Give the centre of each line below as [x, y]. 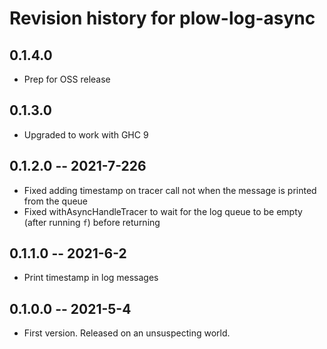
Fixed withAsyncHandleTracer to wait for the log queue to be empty [163, 211]
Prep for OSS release [67, 79]
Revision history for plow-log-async [162, 18]
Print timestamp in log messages [91, 278]
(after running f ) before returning [92, 222]
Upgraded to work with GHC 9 [86, 134]
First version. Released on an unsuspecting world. [127, 333]
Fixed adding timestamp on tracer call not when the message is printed [170, 190]
